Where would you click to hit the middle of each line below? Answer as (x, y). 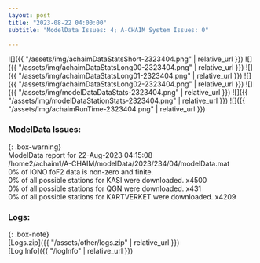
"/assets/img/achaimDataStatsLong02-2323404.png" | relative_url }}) (131, 84)
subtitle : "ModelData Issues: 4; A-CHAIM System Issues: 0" (109, 30)
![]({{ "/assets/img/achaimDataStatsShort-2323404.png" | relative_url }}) (126, 59)
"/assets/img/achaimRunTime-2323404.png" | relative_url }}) (107, 109)
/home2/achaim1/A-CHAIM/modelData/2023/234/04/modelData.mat (119, 163)
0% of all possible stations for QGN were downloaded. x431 (105, 188)
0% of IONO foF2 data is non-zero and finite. (81, 172)
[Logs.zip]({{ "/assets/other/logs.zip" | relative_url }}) (94, 242)
